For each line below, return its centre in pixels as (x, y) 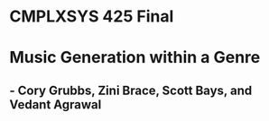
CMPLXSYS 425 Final (92, 17)
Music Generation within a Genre (135, 58)
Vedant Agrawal (56, 104)
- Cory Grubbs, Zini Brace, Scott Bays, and (131, 90)
